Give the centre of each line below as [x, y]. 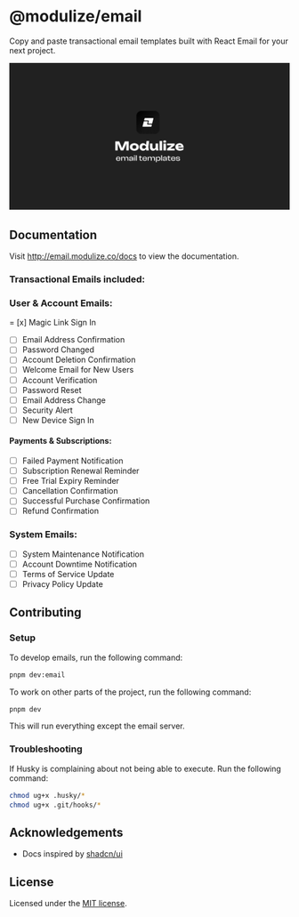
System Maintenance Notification [83, 554]
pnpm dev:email [37, 675]
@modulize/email [76, 16]
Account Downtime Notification [80, 564]
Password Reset [52, 390]
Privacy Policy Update [63, 583]
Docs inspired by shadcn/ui [72, 854]
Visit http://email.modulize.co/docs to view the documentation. [124, 256]
